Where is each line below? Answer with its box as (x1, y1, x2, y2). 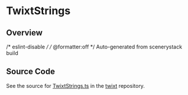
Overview (6, 28, 43, 38)
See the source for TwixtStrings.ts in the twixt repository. (6, 82, 145, 89)
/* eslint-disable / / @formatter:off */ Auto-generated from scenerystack (6, 43, 182, 50)
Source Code (6, 67, 55, 77)
